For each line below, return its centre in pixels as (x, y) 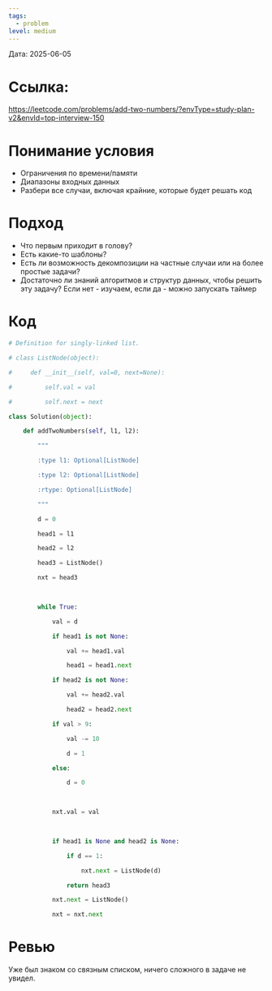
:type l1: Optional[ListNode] (89, 461)
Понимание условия (81, 151)
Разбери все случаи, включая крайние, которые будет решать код (136, 191)
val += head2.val (96, 695)
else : (61, 768)
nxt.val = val (76, 812)
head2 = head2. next (99, 709)
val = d (65, 622)
